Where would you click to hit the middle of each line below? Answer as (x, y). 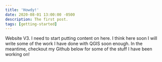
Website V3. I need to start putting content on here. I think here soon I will (81, 38)
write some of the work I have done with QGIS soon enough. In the (74, 44)
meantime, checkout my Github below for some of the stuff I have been (79, 49)
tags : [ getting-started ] (31, 24)
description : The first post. (37, 19)
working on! (18, 54)
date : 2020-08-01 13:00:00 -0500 (40, 15)
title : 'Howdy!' (22, 10)
